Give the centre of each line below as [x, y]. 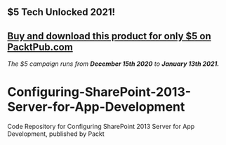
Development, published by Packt [56, 134]
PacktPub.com [40, 47]
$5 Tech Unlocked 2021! [61, 12]
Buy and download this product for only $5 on [109, 36]
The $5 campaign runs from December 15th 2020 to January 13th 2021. [113, 64]
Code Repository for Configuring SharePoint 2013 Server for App [101, 127]
